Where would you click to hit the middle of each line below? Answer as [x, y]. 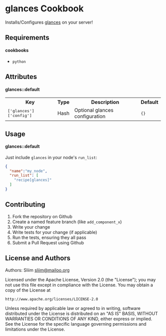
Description [105, 102]
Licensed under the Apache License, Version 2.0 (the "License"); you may [81, 279]
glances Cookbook [44, 9]
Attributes [21, 77]
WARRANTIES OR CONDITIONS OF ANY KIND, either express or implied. [79, 319]
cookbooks [17, 50]
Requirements [27, 38]
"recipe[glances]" [33, 180]
